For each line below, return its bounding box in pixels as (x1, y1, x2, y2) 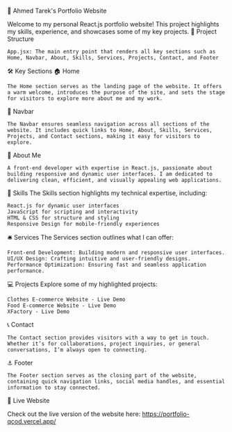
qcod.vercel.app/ (7, 417, 56, 425)
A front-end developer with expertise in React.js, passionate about (7, 165, 213, 172)
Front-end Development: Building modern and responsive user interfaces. (7, 249, 226, 256)
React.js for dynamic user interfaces (7, 202, 119, 209)
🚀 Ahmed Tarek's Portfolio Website (7, 7, 107, 15)
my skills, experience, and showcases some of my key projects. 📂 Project (7, 28, 217, 35)
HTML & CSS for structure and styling (7, 215, 119, 222)
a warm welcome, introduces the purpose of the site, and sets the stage (7, 89, 226, 96)
